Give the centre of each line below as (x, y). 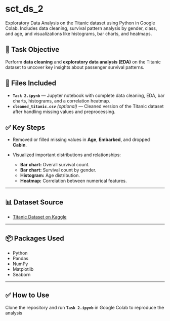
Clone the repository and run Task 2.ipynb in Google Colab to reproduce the (85, 307)
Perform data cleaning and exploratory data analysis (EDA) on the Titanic (83, 62)
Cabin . (19, 145)
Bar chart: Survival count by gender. (58, 170)
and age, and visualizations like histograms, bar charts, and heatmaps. (79, 33)
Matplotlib (23, 269)
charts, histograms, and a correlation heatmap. (61, 101)
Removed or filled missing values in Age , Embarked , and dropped (81, 139)
